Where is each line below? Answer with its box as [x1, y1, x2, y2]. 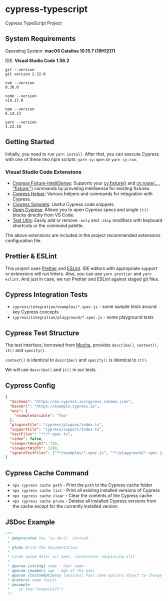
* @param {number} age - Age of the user [7, 568, 95, 573]
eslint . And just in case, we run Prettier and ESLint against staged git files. [5, 276, 159, 282]
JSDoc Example [5, 517, 55, 526]
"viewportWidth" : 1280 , [9, 445, 59, 450]
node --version [5, 93, 37, 98]
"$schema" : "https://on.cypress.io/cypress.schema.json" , [9, 399, 133, 404]
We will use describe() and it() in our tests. [5, 366, 97, 373]
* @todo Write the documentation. [7, 545, 79, 550]
